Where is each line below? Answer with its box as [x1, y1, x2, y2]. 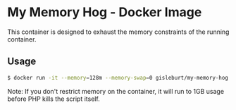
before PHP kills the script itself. [7, 94, 100, 103]
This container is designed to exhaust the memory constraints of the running [7, 28, 230, 36]
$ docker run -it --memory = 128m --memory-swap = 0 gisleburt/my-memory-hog [7, 74, 229, 81]
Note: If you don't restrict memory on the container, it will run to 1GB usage [7, 87, 224, 95]
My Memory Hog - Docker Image [7, 4, 202, 20]
